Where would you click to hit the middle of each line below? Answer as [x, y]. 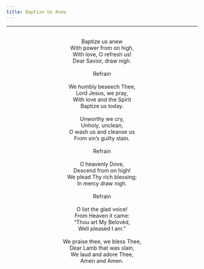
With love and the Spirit [102, 99]
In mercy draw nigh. [102, 183]
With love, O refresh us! [102, 54]
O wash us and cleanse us [102, 132]
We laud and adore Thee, [102, 254]
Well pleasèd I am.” [102, 228]
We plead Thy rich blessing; [102, 177]
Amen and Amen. [102, 260]
